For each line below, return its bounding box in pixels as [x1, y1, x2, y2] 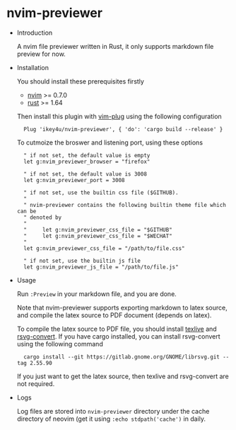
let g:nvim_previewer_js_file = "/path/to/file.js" [23, 264, 179, 271]
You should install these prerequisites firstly [16, 77, 144, 86]
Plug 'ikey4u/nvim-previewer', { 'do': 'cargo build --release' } [23, 125, 223, 132]
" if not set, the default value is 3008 [23, 170, 148, 178]
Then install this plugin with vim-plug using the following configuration [16, 112, 222, 120]
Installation [16, 63, 49, 72]
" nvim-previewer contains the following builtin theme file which [23, 201, 227, 208]
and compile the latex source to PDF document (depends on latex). [16, 310, 212, 319]
